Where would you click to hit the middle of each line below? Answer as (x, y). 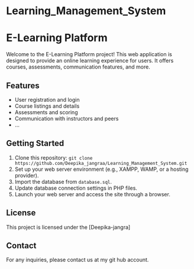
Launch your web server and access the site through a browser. (92, 194)
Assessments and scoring (46, 112)
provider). (27, 175)
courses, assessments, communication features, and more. (78, 67)
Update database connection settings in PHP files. (76, 188)
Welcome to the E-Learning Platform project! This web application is (89, 54)
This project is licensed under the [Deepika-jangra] (68, 227)
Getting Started (35, 143)
